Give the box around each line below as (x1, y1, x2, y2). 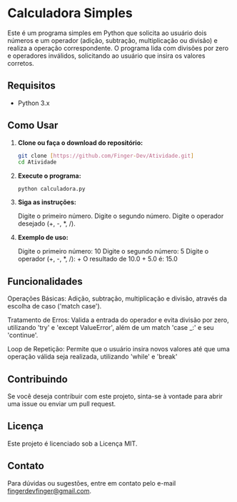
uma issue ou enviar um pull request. (7, 399, 116, 408)
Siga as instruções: (17, 198, 76, 206)
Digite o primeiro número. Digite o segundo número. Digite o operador (17, 212, 224, 221)
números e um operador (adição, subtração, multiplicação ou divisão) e (7, 36, 218, 44)
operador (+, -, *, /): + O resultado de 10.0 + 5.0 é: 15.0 (17, 255, 178, 263)
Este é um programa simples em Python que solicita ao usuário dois (7, 29, 207, 37)
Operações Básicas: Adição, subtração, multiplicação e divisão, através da (7, 294, 227, 303)
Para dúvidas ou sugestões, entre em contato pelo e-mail (7, 478, 176, 487)
